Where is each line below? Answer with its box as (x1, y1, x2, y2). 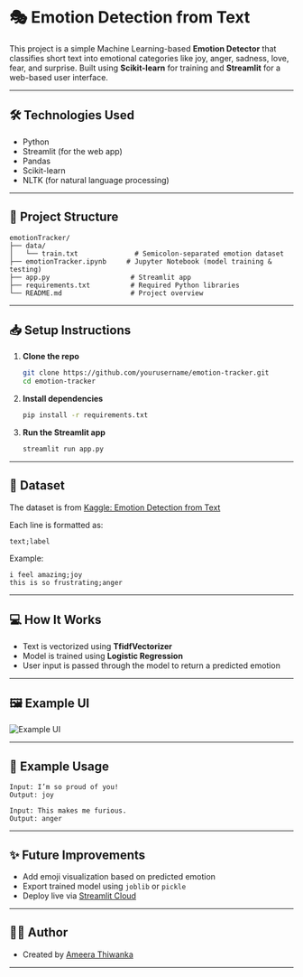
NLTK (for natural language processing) (22, 174, 170, 185)
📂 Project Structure (9, 209, 119, 225)
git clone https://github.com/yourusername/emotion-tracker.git (22, 368, 270, 377)
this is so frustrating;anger (9, 578, 124, 587)
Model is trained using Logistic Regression (22, 650, 183, 661)
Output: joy (9, 791, 54, 800)
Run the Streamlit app (22, 427, 106, 438)
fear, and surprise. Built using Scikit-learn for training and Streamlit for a (9, 62, 281, 73)
